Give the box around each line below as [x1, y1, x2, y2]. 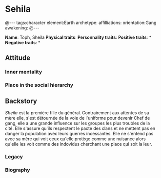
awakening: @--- [5, 25, 40, 30]
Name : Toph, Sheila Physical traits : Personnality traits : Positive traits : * [5, 34, 152, 40]
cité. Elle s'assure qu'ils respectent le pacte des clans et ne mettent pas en [5, 125, 156, 131]
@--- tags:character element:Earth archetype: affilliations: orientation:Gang [5, 20, 157, 25]
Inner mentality [5, 69, 42, 76]
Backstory [5, 97, 38, 105]
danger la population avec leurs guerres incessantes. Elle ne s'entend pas [5, 130, 154, 136]
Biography [5, 166, 30, 173]
